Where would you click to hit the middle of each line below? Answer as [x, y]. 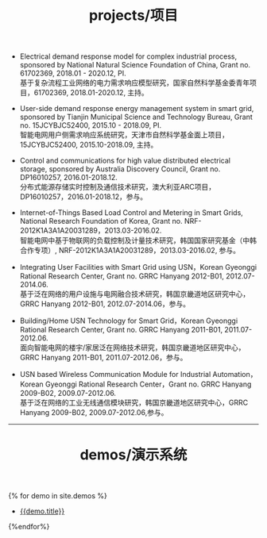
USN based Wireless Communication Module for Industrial [115, 375]
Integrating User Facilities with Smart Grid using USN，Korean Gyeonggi [138, 267]
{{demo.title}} [42, 511]
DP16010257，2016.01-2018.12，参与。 [83, 197]
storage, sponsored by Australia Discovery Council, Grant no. [120, 169]
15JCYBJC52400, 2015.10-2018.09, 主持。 [89, 145]
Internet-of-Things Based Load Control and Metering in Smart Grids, [132, 213]
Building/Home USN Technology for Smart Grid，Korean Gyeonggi [129, 321]
